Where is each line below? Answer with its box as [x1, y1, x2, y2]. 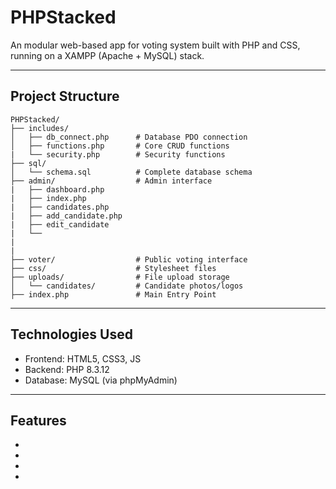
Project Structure [10, 88, 120, 105]
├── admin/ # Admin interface [10, 176, 213, 186]
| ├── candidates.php [10, 202, 110, 212]
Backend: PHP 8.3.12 [24, 363, 110, 375]
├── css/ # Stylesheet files [10, 263, 217, 273]
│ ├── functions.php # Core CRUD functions [10, 141, 230, 151]
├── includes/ [10, 123, 70, 133]
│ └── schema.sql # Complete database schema [10, 167, 253, 177]
